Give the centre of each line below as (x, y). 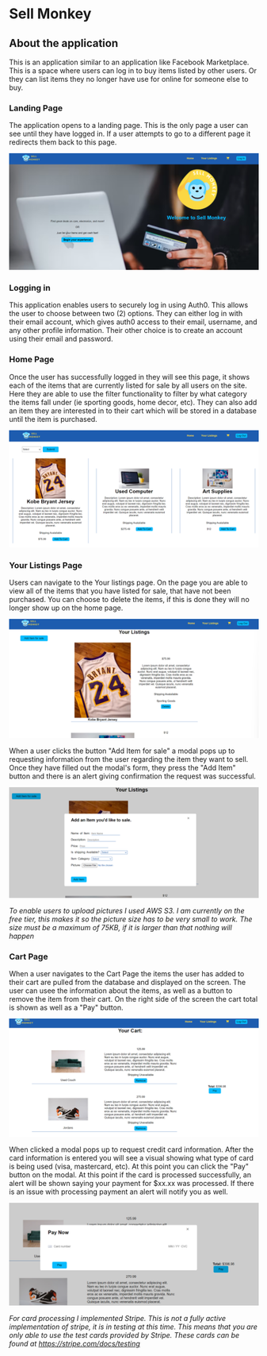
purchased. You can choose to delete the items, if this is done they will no (130, 600)
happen (22, 936)
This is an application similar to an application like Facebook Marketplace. (129, 62)
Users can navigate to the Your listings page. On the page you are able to (128, 583)
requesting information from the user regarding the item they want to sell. (129, 759)
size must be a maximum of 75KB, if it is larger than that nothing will (120, 927)
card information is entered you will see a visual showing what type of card (132, 1158)
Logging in (30, 288)
